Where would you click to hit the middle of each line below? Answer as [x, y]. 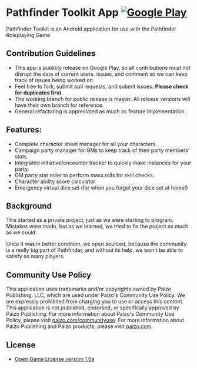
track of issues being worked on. [54, 80]
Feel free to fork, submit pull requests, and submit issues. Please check [101, 86]
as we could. [21, 232]
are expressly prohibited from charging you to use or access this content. [95, 302]
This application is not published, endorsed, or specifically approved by [93, 308]
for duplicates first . [39, 92]
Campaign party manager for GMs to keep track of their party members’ [102, 150]
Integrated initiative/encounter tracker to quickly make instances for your [103, 163]
